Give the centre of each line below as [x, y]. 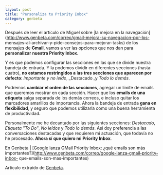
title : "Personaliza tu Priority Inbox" [47, 14]
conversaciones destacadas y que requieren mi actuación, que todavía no [79, 133]
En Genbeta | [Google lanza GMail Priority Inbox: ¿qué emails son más [75, 148]
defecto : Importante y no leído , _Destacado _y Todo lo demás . [68, 78]
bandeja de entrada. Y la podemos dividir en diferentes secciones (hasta [78, 68]
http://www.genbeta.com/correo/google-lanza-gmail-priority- [96, 153]
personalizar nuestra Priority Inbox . [42, 53]
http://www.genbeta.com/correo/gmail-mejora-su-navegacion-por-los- [78, 38]
